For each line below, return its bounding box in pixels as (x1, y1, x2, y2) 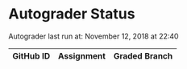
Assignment (57, 50, 106, 61)
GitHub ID (12, 50, 51, 61)
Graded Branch (113, 50, 173, 61)
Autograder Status (8, 5, 135, 23)
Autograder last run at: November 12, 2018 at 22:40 (8, 31, 179, 41)
